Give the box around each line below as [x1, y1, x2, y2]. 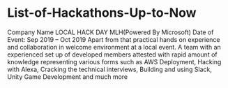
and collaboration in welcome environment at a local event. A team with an [7, 43, 221, 51]
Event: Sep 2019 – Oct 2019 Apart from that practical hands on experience [7, 35, 220, 43]
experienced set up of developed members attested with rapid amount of [7, 50, 218, 59]
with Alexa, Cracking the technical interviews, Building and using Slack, [7, 65, 213, 73]
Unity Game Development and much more [7, 72, 128, 81]
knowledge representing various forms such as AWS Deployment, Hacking [7, 57, 222, 66]
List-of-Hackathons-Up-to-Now [7, 5, 197, 21]
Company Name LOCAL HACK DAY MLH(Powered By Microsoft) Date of [7, 28, 214, 36]
